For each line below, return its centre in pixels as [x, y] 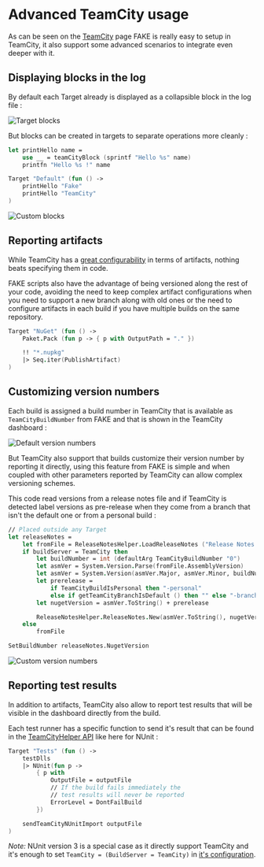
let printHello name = [45, 150]
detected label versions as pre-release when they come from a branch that [129, 506]
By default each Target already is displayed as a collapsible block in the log [130, 97]
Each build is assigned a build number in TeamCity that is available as [121, 410]
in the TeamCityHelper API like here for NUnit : [83, 736]
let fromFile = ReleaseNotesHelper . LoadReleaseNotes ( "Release [128, 544]
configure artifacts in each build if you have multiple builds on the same [124, 308]
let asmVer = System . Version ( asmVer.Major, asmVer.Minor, [133, 574]
